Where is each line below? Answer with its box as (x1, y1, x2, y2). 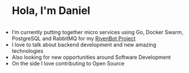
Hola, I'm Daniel (11, 4, 91, 18)
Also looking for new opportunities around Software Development (11, 54, 171, 61)
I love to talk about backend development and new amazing (11, 41, 157, 48)
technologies (11, 47, 44, 54)
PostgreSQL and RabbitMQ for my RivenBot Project (11, 35, 136, 42)
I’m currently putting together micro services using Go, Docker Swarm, (11, 28, 184, 35)
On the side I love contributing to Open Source (11, 59, 125, 67)
